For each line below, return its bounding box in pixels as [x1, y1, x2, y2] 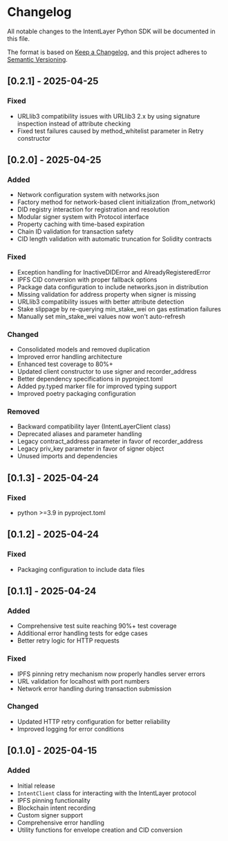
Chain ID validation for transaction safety [17, 227, 134, 236]
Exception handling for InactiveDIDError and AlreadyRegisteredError [17, 268, 211, 276]
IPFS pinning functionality [17, 796, 91, 804]
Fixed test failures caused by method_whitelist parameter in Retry [17, 126, 204, 135]
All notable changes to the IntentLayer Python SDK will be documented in [7, 27, 216, 35]
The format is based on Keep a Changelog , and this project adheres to [7, 48, 207, 56]
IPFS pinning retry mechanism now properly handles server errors [17, 670, 206, 678]
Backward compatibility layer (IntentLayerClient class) [17, 422, 171, 431]
